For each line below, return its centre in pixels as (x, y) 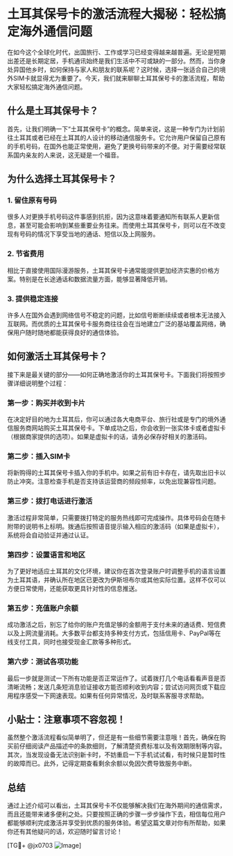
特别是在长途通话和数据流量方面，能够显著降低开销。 (95, 279)
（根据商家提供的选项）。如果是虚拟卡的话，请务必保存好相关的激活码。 (109, 437)
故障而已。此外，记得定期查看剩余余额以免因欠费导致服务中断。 (104, 764)
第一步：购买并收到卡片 (46, 403)
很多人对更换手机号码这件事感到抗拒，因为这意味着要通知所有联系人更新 (110, 217)
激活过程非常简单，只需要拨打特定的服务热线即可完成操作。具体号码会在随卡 (116, 517)
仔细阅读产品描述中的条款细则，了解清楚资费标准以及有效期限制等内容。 (122, 746)
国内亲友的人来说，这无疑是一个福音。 (68, 155)
